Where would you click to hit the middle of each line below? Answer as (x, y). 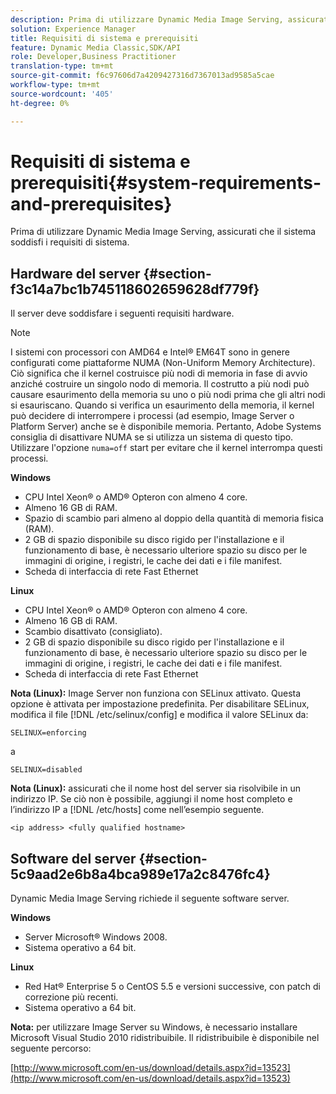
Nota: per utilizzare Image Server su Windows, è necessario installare (154, 1027)
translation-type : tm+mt (62, 66)
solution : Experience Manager (73, 29)
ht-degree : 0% (40, 103)
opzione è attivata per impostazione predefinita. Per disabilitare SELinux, (160, 704)
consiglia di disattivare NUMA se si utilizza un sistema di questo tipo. (152, 437)
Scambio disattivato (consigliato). (93, 632)
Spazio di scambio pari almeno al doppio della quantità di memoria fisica (174, 518)
